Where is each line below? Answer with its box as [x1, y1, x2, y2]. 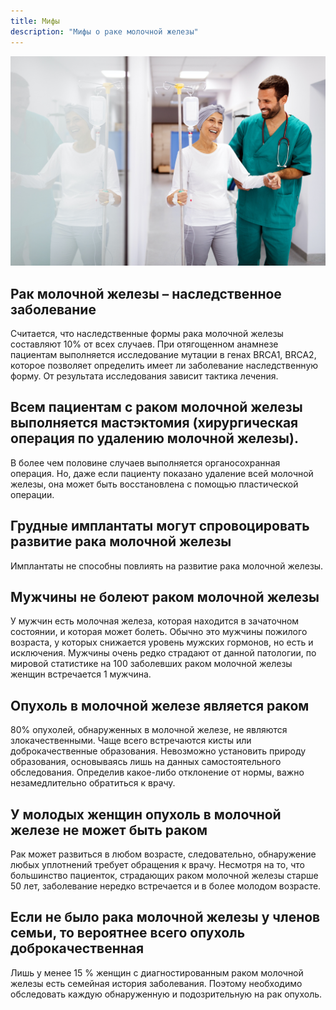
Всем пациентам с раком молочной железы [10, 399, 303, 416]
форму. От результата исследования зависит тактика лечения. [10, 370, 279, 382]
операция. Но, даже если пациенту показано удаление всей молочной [10, 467, 314, 479]
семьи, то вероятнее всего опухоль [10, 925, 246, 942]
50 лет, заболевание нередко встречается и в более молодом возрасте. [10, 880, 322, 892]
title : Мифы [10, 16, 60, 26]
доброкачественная [10, 940, 145, 957]
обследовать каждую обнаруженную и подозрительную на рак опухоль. [10, 988, 323, 1000]
